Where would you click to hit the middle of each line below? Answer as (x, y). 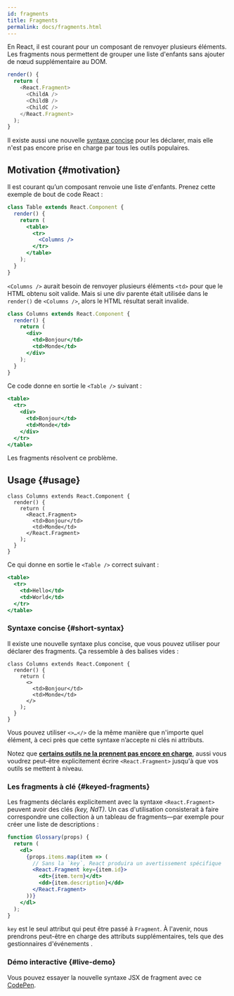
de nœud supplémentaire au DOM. (57, 62)
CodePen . (22, 985)
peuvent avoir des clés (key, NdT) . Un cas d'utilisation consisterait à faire (113, 810)
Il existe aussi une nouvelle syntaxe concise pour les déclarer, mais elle (110, 141)
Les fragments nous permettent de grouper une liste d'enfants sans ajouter (116, 54)
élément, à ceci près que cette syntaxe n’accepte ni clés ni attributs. (106, 739)
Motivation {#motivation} (64, 170)
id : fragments (28, 14)
